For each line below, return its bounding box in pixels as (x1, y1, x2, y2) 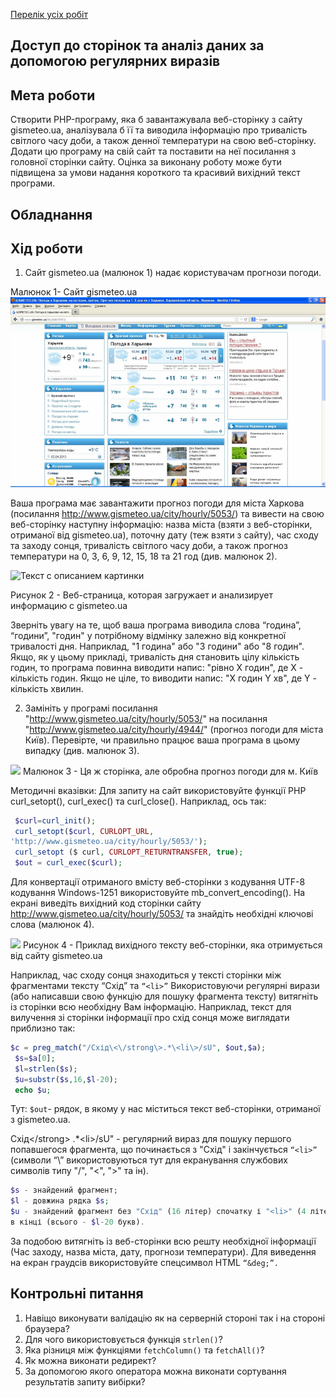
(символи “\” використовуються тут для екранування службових (10, 1154, 288, 1166)
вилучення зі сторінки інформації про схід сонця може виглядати (10, 1012, 290, 1024)
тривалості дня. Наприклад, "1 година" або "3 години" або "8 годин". (10, 640, 305, 652)
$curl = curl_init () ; (14, 815, 97, 826)
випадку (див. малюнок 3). (24, 744, 140, 756)
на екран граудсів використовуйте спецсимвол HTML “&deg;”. (10, 1256, 280, 1268)
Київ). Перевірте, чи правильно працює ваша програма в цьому (24, 734, 301, 746)
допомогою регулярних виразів (10, 53, 221, 70)
